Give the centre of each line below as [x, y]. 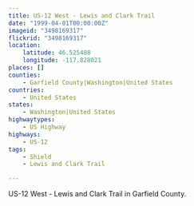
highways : [25, 134]
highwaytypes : [32, 120]
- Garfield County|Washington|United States [98, 82]
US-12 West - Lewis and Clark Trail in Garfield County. [97, 194]
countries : [26, 90]
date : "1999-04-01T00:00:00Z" [59, 23]
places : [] [26, 68]
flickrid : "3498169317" [48, 38]
